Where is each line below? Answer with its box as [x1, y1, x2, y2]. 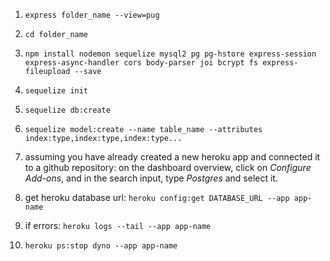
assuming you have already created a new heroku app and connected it [24, 151, 321, 163]
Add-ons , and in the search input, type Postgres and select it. [24, 172, 278, 184]
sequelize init [24, 86, 89, 96]
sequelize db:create [24, 105, 111, 115]
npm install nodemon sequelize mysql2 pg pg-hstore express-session [24, 49, 317, 59]
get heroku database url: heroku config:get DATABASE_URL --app [24, 192, 290, 203]
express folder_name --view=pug [24, 10, 160, 20]
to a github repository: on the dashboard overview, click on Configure [24, 162, 312, 173]
